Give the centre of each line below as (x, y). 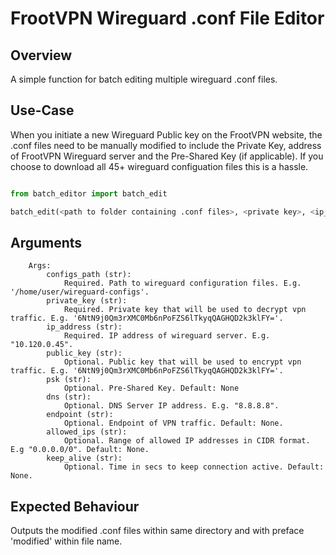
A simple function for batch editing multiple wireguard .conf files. (144, 79)
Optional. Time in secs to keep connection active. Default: (194, 467)
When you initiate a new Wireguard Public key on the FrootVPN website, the (166, 134)
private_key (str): (87, 301)
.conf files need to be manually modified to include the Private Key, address (166, 145)
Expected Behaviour (75, 506)
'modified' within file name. (66, 541)
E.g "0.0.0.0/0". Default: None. (80, 450)
